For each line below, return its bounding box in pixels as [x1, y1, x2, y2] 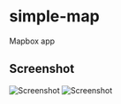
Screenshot [9, 61, 75, 76]
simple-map [9, 6, 100, 27]
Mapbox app [9, 36, 56, 46]
